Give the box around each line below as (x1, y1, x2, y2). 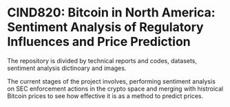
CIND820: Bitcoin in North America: (7, 5, 216, 21)
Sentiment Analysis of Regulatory (7, 19, 205, 35)
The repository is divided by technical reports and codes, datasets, (7, 56, 198, 64)
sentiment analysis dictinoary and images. (7, 64, 127, 72)
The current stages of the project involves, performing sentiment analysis (7, 77, 216, 85)
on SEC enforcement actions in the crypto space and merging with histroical (7, 84, 224, 93)
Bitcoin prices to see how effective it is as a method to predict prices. (7, 91, 204, 100)
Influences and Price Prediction (7, 34, 191, 49)
